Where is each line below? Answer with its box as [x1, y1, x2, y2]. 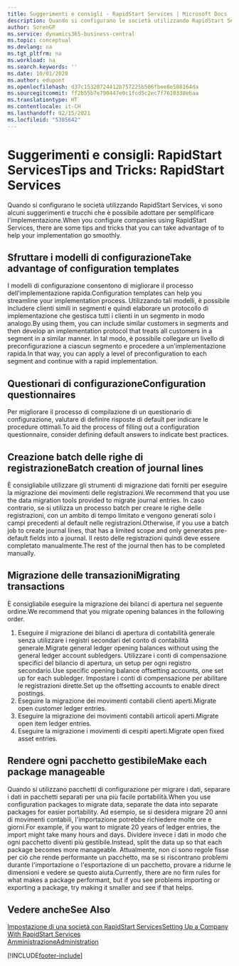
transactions [7, 580, 65, 593]
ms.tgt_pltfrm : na [7, 51, 62, 58]
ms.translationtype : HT [7, 97, 78, 104]
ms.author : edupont [7, 76, 65, 84]
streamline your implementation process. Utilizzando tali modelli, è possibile [7, 297, 230, 305]
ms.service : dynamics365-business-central [7, 30, 135, 38]
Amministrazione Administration [7, 938, 100, 946]
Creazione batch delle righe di [7, 451, 144, 463]
